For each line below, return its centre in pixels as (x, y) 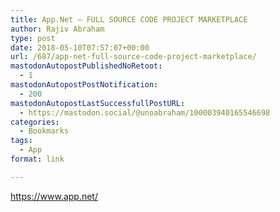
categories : (35, 122)
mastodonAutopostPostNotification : (84, 85)
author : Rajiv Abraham (57, 29)
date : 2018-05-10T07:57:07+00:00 (80, 47)
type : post (33, 38)
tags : (21, 141)
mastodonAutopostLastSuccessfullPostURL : (98, 103)
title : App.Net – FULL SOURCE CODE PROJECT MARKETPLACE (129, 19)
